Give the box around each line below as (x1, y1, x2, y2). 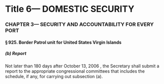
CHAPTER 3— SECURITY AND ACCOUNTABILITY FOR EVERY (5, 21, 154, 28)
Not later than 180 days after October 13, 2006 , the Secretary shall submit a (5, 63, 160, 69)
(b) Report (5, 51, 27, 56)
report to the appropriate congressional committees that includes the (5, 68, 145, 74)
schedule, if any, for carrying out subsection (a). (5, 73, 103, 79)
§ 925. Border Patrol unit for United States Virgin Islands (5, 39, 122, 45)
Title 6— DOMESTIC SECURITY (5, 3, 134, 15)
